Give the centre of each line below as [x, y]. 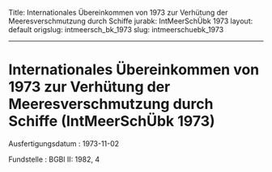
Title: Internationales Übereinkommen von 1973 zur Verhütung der [118, 13]
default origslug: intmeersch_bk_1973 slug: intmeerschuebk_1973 [116, 29]
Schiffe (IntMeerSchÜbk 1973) [112, 122]
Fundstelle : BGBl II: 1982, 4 [54, 159]
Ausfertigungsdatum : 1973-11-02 [64, 143]
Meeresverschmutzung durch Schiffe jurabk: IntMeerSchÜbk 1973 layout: [131, 21]
